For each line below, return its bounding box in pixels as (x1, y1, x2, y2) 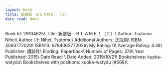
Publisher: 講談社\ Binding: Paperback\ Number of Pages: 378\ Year (5, 48, 145, 55)
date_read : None (5, 16, 39, 21)
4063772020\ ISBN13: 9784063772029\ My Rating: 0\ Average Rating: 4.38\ (5, 43, 163, 49)
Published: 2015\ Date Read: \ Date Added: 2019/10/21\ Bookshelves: (5, 54, 146, 60)
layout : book (5, 7, 32, 12)
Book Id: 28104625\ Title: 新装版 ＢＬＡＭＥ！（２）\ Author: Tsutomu (5, 31, 152, 37)
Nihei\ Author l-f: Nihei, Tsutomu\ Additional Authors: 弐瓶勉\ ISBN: (5, 37, 143, 43)
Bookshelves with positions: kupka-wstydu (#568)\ (23, 59, 128, 65)
